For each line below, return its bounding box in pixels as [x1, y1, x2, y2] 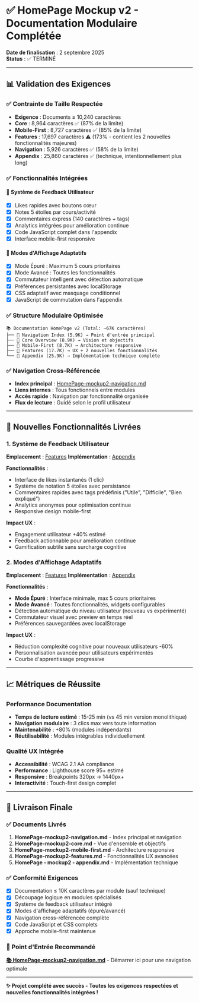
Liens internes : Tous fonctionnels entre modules [14, 387, 135, 394]
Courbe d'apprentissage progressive [14, 656, 105, 663]
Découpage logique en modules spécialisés [14, 894, 121, 901]
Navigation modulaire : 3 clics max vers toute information [14, 719, 156, 726]
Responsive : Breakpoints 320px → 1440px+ [14, 773, 124, 780]
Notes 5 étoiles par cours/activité [14, 208, 97, 216]
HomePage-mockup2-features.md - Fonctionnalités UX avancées [14, 852, 179, 859]
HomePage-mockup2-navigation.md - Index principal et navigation [14, 833, 182, 840]
